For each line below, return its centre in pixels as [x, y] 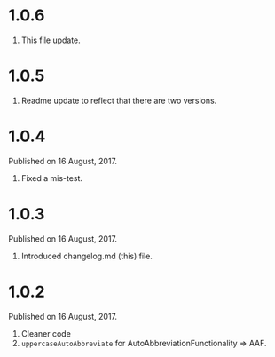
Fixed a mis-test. [52, 178]
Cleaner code [46, 333]
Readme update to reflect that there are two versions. [119, 100]
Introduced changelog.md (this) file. [86, 256]
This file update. [51, 40]
